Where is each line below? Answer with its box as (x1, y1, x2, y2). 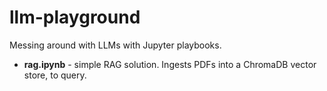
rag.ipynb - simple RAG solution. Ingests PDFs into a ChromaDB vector (23, 58, 317, 70)
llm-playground (9, 6, 141, 29)
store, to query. (23, 69, 87, 81)
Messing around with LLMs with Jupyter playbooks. (9, 39, 222, 51)
